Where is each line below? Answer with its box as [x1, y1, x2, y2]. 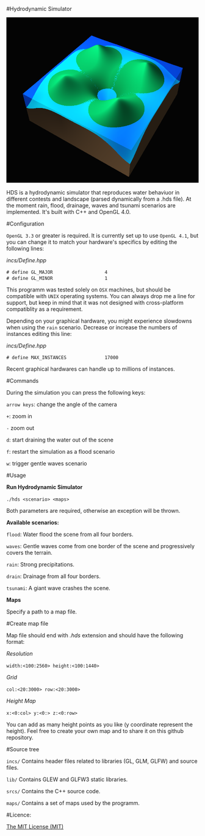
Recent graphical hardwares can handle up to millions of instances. [6, 365, 175, 373]
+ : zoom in [6, 413, 32, 420]
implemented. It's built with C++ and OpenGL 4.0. [6, 209, 131, 216]
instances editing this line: [6, 330, 72, 338]
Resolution [6, 650, 33, 657]
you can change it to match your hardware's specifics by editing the [6, 238, 178, 246]
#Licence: [6, 811, 32, 819]
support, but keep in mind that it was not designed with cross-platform [6, 299, 184, 307]
